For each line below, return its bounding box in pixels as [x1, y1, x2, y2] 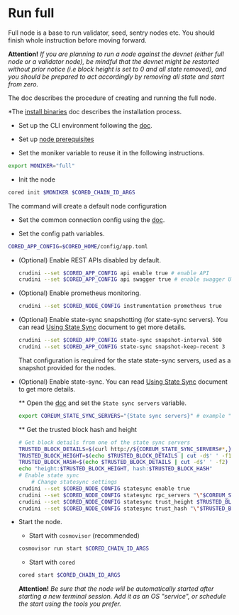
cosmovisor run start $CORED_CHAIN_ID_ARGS [18, 545, 150, 553]
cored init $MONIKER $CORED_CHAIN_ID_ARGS [8, 189, 135, 196]
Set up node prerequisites [18, 135, 94, 143]
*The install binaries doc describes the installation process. [8, 107, 182, 116]
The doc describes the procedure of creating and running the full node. [8, 94, 217, 102]
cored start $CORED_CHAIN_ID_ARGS [18, 572, 121, 579]
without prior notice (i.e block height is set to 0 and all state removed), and [8, 65, 227, 73]
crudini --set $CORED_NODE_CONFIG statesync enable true [18, 484, 191, 492]
